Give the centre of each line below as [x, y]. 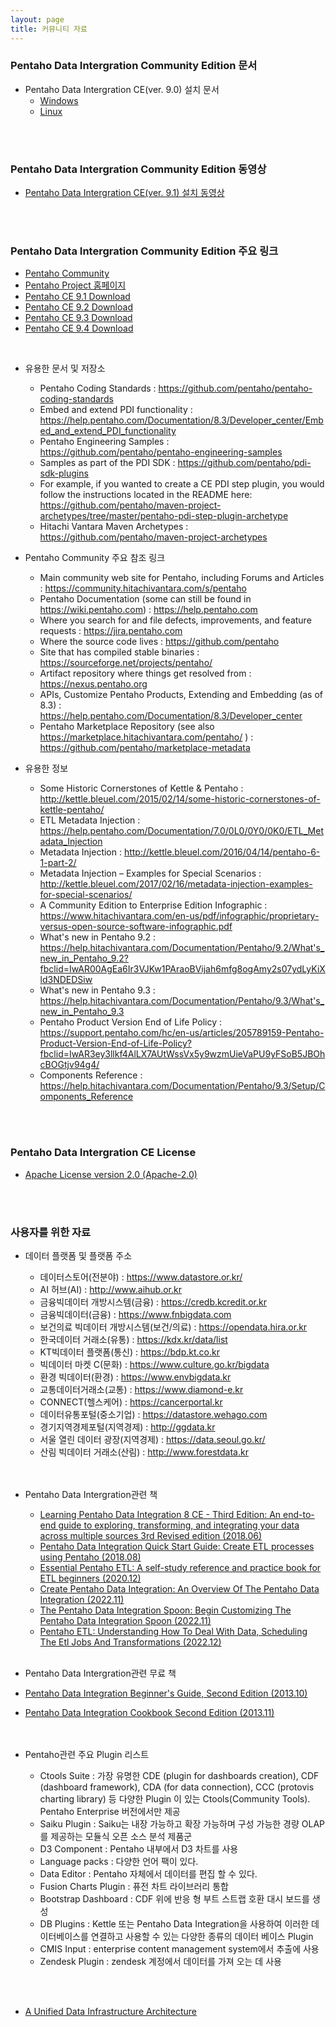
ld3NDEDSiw [66, 980]
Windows [59, 100]
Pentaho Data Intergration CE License [103, 1153]
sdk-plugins [64, 473]
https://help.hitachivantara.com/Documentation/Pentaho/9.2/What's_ [182, 948]
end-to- [299, 1514]
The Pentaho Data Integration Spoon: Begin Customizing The [165, 1610]
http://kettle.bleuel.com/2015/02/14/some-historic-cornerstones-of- [180, 799]
